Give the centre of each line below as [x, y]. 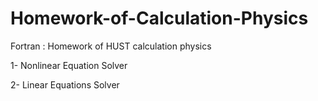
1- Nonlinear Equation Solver [69, 65]
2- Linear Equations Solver [65, 84]
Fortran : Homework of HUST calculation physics [111, 46]
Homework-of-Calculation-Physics [159, 18]
